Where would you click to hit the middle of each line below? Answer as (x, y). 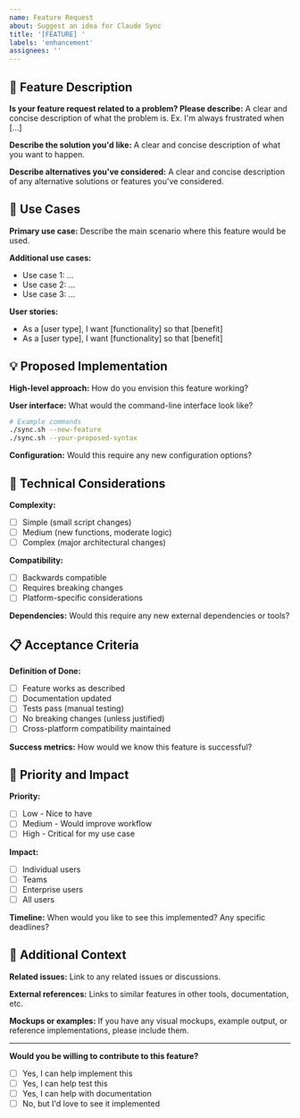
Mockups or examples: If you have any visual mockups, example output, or (148, 1021)
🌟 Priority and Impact (69, 775)
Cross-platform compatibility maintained (96, 729)
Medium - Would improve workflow (87, 824)
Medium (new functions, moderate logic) (97, 532)
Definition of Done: (45, 671)
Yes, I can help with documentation (87, 1093)
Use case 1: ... (48, 275)
